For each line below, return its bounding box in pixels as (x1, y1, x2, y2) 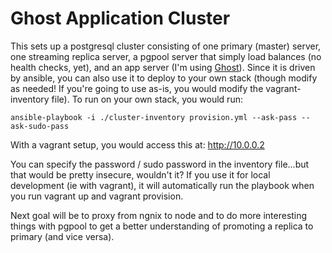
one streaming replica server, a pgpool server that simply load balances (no (10, 50, 322, 62)
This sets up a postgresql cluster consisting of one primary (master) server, (10, 40, 322, 52)
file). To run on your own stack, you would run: (51, 93, 243, 105)
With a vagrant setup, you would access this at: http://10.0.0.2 (10, 138, 265, 151)
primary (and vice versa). (10, 230, 115, 242)
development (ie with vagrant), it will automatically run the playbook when (10, 179, 315, 191)
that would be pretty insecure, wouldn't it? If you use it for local (10, 168, 271, 181)
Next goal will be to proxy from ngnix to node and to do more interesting (10, 209, 308, 221)
